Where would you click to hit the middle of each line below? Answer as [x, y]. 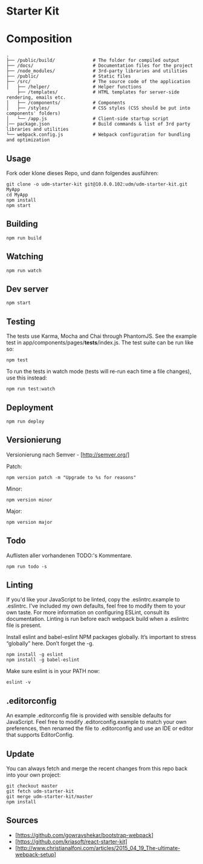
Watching [25, 257]
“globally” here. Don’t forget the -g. [50, 643]
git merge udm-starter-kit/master [50, 797]
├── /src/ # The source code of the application [98, 82]
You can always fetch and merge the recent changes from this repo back [97, 769]
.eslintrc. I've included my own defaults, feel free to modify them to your [96, 606]
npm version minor [29, 500]
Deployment [30, 407]
